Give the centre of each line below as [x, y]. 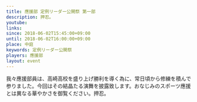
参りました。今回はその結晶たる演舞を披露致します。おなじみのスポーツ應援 [98, 85]
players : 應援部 [25, 55]
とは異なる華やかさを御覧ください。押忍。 [58, 93]
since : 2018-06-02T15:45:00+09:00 [49, 34]
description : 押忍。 [30, 17]
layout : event [24, 61]
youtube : [17, 22]
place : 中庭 [20, 45]
